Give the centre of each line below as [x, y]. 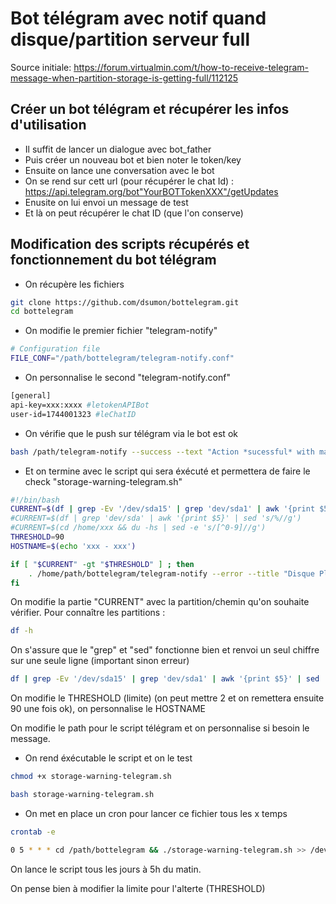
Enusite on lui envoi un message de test [106, 202]
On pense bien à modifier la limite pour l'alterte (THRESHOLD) [138, 888]
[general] [31, 396]
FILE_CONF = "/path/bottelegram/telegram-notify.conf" [122, 358]
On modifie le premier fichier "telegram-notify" [121, 331]
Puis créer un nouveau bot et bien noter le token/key [133, 159]
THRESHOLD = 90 [37, 537]
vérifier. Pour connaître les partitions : [88, 613]
